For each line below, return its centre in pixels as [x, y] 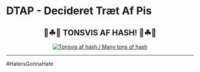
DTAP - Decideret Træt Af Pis [79, 11]
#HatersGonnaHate [30, 64]
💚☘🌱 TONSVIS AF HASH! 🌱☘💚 [100, 33]
